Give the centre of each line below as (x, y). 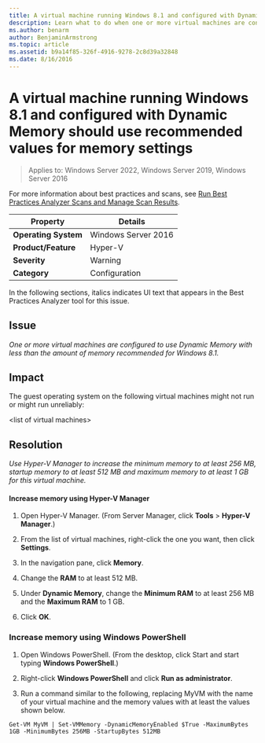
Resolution (36, 445)
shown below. (42, 710)
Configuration (115, 273)
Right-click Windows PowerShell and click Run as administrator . (126, 678)
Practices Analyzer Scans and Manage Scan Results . (94, 202)
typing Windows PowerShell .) (69, 663)
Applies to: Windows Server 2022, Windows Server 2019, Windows (137, 170)
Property (48, 221)
